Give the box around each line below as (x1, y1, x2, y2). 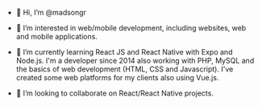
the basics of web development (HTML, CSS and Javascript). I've (15, 64, 234, 74)
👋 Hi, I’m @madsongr (15, 8, 87, 17)
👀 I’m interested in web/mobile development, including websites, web (15, 23, 247, 32)
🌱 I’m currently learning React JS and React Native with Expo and (15, 47, 233, 56)
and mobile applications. (15, 32, 98, 41)
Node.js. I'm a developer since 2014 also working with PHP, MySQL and (15, 56, 255, 65)
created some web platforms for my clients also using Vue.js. (15, 73, 219, 82)
